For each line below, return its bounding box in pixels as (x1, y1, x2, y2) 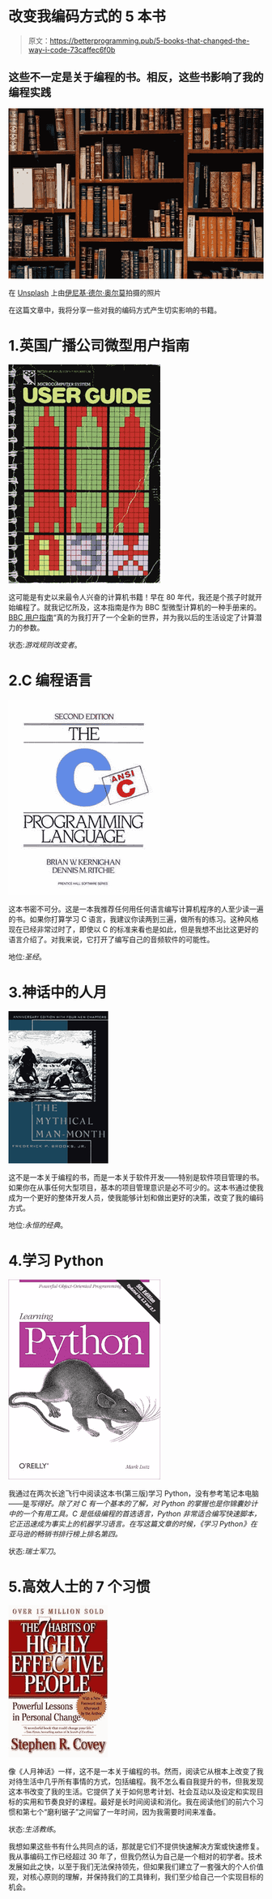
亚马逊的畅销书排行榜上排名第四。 (8, 1529, 122, 1539)
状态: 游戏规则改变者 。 (8, 639, 83, 649)
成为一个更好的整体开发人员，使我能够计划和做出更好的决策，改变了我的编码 (8, 1192, 264, 1202)
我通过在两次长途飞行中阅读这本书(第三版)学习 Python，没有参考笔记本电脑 (8, 1488, 259, 1498)
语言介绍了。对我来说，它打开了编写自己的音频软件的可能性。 (8, 934, 215, 944)
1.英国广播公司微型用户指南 (8, 336, 190, 355)
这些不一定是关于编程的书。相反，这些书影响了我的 (8, 71, 264, 84)
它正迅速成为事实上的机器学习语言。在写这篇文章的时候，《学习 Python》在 (8, 1518, 257, 1528)
